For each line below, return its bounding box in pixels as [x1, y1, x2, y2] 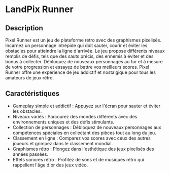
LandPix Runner [5, 4, 74, 15]
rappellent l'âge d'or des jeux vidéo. [12, 162, 88, 168]
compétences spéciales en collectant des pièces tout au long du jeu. [12, 129, 156, 136]
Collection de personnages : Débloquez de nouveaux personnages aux [12, 124, 161, 130]
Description [5, 24, 43, 32]
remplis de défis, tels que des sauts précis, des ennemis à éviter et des [5, 53, 154, 59]
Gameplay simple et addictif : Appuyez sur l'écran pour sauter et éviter [12, 103, 161, 109]
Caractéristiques [5, 90, 60, 98]
